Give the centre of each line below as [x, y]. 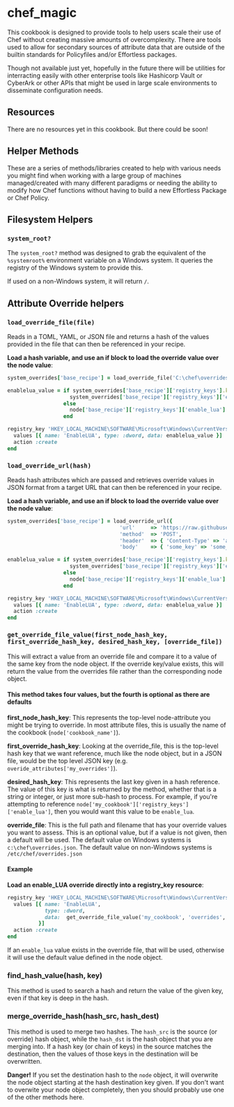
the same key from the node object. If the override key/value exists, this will [116, 664]
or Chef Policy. [29, 198]
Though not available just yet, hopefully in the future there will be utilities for [116, 68]
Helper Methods [43, 151]
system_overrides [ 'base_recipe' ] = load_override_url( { [90, 521]
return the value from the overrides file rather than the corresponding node [115, 671]
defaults [20, 702]
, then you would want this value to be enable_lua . [123, 811]
